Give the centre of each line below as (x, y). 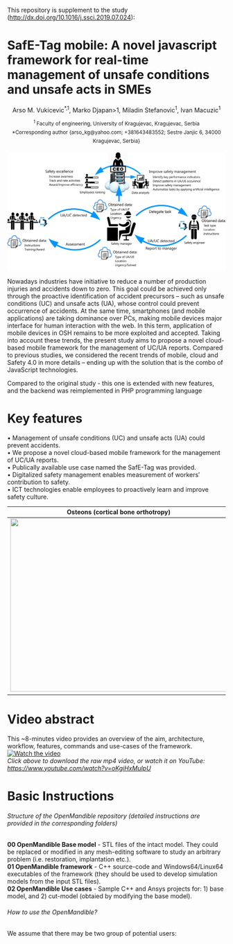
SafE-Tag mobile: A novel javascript (112, 45)
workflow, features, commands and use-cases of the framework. (100, 746)
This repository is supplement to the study (68, 10)
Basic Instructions (61, 796)
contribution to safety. (39, 482)
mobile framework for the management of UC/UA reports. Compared (125, 347)
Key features (45, 418)
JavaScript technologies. (43, 370)
